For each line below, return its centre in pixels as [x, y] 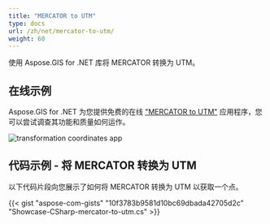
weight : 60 [27, 39]
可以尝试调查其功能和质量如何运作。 [69, 122]
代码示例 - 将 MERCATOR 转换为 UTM [102, 166]
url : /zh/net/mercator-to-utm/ [61, 31]
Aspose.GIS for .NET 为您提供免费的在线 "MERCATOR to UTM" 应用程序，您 [135, 112]
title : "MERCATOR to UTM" [52, 16]
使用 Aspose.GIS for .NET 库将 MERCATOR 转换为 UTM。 [104, 62]
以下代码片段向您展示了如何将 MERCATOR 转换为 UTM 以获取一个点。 [126, 187]
